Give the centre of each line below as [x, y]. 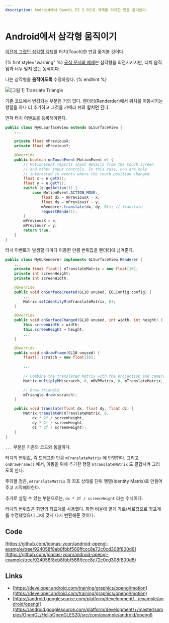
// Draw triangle [41, 390]
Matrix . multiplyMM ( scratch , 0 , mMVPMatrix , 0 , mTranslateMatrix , [93, 381]
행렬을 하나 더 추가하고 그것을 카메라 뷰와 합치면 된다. [57, 107]
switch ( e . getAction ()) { [51, 188]
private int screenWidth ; [41, 279]
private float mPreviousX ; [43, 141]
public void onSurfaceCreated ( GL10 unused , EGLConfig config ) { [83, 292]
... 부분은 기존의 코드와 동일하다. [38, 447]
